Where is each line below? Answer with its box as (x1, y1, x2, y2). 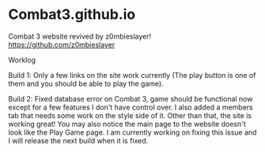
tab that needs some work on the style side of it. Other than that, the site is (8, 110, 252, 120)
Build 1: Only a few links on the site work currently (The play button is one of (8, 70, 256, 80)
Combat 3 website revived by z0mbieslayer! (8, 32, 152, 41)
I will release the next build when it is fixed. (8, 135, 149, 145)
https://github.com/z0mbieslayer (8, 39, 115, 49)
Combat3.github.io (8, 6, 136, 24)
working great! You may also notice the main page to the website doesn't (8, 119, 247, 128)
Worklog (8, 55, 36, 65)
